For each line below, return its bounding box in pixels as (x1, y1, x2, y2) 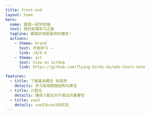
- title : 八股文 (10, 88, 42, 93)
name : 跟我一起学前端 (10, 21, 51, 27)
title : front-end (5, 7, 42, 13)
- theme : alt (14, 55, 42, 60)
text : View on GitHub (18, 60, 66, 65)
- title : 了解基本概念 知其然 (10, 79, 68, 84)
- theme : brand (14, 41, 47, 46)
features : (5, 74, 27, 79)
